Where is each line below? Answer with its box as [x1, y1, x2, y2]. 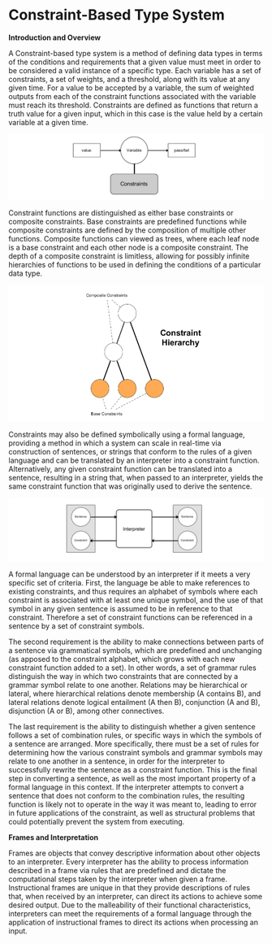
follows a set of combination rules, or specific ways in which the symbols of [8, 730, 262, 740]
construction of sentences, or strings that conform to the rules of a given [8, 446, 253, 456]
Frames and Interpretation [8, 832, 99, 842]
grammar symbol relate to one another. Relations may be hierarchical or [8, 680, 248, 690]
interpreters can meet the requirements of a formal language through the [8, 908, 252, 918]
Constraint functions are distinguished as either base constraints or [8, 208, 234, 218]
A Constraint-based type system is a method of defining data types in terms [8, 48, 263, 58]
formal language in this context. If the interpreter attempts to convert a [8, 782, 244, 792]
